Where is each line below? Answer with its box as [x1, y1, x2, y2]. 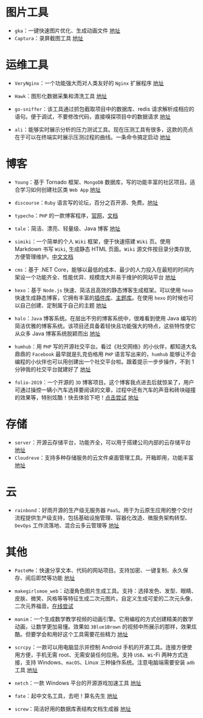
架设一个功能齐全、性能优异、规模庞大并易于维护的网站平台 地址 [14, 273, 176, 281]
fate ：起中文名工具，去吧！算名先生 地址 [14, 692, 118, 699]
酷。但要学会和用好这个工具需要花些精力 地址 [14, 630, 128, 638]
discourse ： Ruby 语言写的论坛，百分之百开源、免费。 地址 [14, 199, 159, 206]
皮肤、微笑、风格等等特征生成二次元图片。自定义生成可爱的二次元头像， [14, 594, 196, 602]
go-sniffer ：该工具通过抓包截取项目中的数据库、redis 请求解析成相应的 [14, 105, 194, 113]
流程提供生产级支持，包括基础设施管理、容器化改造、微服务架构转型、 [14, 514, 191, 521]
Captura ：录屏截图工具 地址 [14, 34, 83, 41]
